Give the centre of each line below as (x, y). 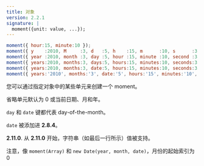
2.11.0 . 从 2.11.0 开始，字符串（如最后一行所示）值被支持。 (80, 138)
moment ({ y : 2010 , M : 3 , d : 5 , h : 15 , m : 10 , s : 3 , (103, 51)
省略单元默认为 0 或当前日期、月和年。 (55, 99)
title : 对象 (20, 12)
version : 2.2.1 (26, 18)
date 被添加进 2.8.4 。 (33, 125)
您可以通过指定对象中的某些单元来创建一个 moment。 (73, 86)
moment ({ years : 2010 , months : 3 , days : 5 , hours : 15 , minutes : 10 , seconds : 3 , (103, 62)
